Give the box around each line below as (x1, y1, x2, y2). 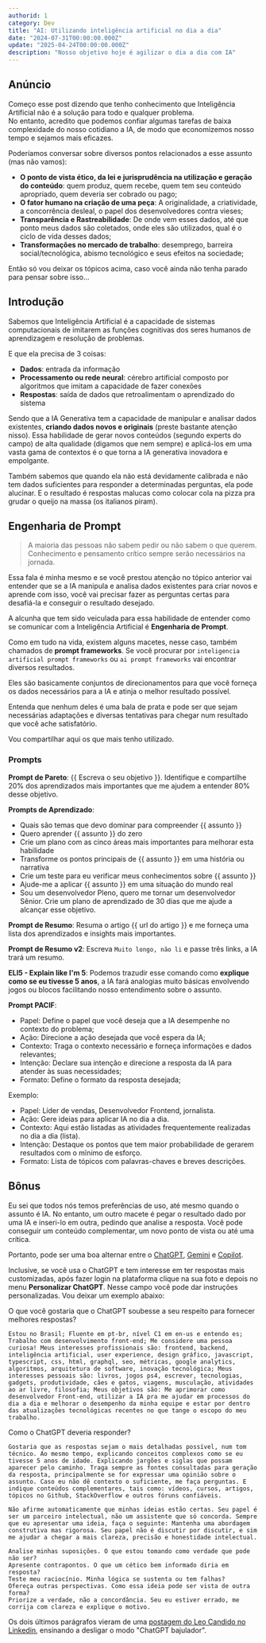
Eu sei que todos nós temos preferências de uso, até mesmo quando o (8, 1201, 240, 1210)
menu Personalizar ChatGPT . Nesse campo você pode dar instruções (8, 1282, 238, 1291)
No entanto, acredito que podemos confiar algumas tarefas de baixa (8, 116, 232, 126)
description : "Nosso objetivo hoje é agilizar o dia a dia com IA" (8, 49, 237, 56)
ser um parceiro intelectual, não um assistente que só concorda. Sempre (8, 1513, 258, 1520)
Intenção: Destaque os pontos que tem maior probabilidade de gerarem (19, 1139, 254, 1149)
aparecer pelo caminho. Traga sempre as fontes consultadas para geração (8, 1463, 258, 1472)
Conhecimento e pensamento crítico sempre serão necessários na (27, 549, 246, 559)
